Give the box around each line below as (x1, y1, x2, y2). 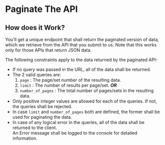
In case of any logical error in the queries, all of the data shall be (12, 120, 145, 125)
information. (12, 136, 37, 141)
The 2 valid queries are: (12, 72, 61, 78)
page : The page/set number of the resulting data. (19, 77, 121, 83)
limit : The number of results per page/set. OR (19, 82, 117, 88)
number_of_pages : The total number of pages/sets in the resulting (19, 88, 154, 93)
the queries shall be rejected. (12, 104, 72, 109)
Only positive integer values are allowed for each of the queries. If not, (12, 98, 157, 104)
